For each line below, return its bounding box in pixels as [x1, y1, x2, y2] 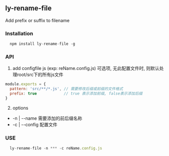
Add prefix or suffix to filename [5, 17, 70, 23]
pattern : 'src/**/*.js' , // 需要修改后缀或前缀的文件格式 [10, 87, 123, 92]
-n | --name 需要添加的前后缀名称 [12, 115, 82, 121]
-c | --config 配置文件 [12, 121, 58, 127]
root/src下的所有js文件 [17, 71, 64, 77]
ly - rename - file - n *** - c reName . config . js [10, 146, 102, 151]
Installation [5, 30, 34, 37]
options [12, 105, 29, 111]
